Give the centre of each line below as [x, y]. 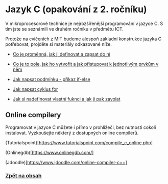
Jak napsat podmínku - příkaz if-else [51, 79]
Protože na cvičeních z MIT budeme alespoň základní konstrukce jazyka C [83, 39]
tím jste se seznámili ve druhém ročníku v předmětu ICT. [64, 29]
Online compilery [33, 115]
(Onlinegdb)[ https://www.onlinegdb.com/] [50, 152]
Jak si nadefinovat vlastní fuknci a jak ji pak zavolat [67, 99]
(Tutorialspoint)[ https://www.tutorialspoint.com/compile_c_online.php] [79, 142]
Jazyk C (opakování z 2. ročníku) [76, 9]
